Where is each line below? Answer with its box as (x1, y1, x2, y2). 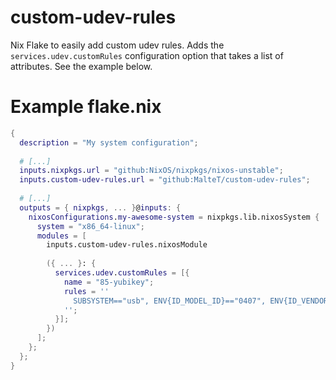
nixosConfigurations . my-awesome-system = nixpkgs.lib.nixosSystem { (28, 212, 320, 222)
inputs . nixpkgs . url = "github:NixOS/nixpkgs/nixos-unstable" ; (19, 166, 284, 176)
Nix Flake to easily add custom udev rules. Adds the (10, 39, 225, 51)
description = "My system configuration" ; (19, 137, 199, 148)
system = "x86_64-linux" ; (36, 221, 145, 231)
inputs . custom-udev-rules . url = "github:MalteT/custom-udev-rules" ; (19, 175, 311, 185)
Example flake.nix (10, 96, 162, 118)
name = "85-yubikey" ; (63, 277, 155, 287)
